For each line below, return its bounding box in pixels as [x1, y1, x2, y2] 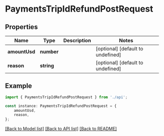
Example [5, 82, 32, 90]
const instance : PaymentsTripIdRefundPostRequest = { [5, 103, 117, 108]
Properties [5, 23, 38, 31]
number [40, 49, 59, 55]
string [40, 62, 55, 69]
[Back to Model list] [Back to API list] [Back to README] [5, 126, 117, 132]
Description [63, 37, 91, 44]
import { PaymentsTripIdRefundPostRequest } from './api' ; [5, 95, 128, 100]
